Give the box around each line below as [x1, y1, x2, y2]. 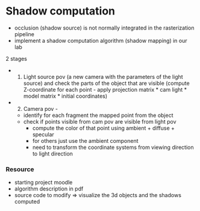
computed [14, 198, 40, 206]
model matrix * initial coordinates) [23, 92, 108, 99]
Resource [5, 165, 34, 173]
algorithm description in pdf [14, 185, 84, 192]
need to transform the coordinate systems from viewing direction [32, 143, 194, 151]
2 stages [5, 55, 28, 62]
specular [32, 131, 55, 138]
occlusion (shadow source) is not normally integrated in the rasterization [14, 24, 195, 31]
